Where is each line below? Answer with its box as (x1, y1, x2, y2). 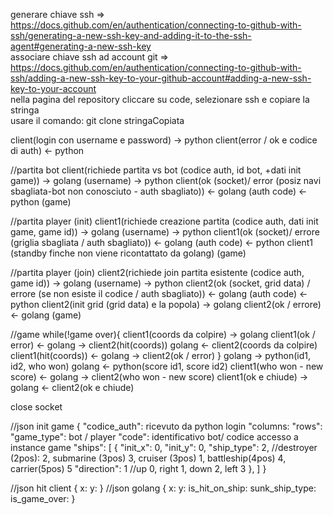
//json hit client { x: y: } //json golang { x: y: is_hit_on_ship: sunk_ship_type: (10, 482, 317, 494)
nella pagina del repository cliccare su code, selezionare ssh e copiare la (10, 94, 310, 105)
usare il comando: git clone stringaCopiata (10, 115, 185, 126)
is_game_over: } (10, 493, 76, 504)
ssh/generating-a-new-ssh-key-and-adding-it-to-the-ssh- (10, 30, 252, 41)
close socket (10, 401, 63, 413)
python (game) (10, 196, 72, 208)
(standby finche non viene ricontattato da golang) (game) (10, 247, 247, 259)
